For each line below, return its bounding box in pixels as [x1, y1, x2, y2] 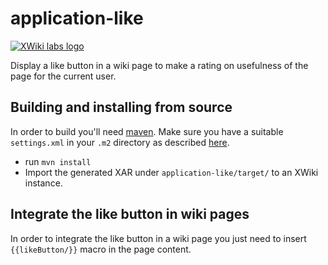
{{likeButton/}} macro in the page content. [10, 243, 192, 255]
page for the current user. [10, 70, 117, 82]
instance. [24, 177, 63, 189]
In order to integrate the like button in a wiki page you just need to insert [10, 232, 307, 244]
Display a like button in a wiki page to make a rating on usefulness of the [10, 59, 309, 71]
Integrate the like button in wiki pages [10, 206, 250, 223]
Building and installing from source [10, 99, 233, 116]
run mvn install [24, 155, 92, 167]
